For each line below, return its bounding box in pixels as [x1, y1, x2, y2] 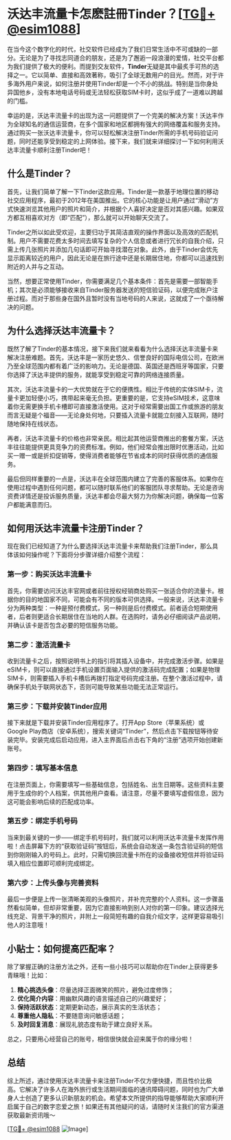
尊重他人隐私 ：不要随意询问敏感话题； [16, 1011, 126, 1019]
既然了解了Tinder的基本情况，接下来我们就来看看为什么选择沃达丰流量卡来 [7, 344, 219, 353]
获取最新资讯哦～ [7, 1110, 56, 1119]
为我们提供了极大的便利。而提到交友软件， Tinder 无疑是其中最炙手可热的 [7, 62, 213, 70]
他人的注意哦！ [7, 921, 49, 929]
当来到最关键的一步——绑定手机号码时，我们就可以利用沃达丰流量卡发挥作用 [7, 833, 224, 841]
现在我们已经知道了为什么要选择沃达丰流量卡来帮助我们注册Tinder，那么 [7, 542, 212, 550]
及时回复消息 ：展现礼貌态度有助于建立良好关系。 [16, 1020, 156, 1028]
